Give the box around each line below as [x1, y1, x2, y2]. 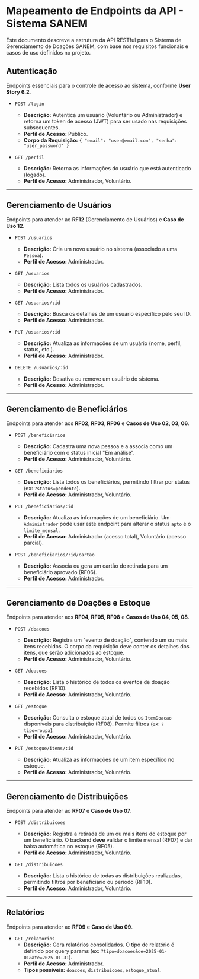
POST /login [14, 101, 44, 107]
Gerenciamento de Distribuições [6, 791, 129, 801]
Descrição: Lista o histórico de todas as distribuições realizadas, [23, 872, 182, 879]
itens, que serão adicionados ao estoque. [23, 649, 124, 657]
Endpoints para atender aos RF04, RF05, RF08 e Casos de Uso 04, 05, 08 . [6, 613, 190, 621]
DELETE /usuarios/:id [14, 365, 68, 370]
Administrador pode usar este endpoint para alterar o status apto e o [23, 521, 191, 528]
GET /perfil [14, 154, 44, 160]
